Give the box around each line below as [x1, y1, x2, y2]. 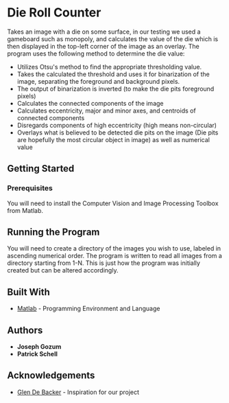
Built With [7, 286, 50, 298]
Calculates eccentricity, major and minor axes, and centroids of [16, 106, 197, 115]
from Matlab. [7, 206, 43, 214]
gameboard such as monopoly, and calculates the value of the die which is [7, 34, 218, 43]
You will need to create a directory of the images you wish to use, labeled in [7, 244, 221, 253]
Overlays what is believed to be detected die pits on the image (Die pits [16, 128, 219, 137]
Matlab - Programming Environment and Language [16, 304, 160, 313]
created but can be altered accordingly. [7, 266, 119, 275]
